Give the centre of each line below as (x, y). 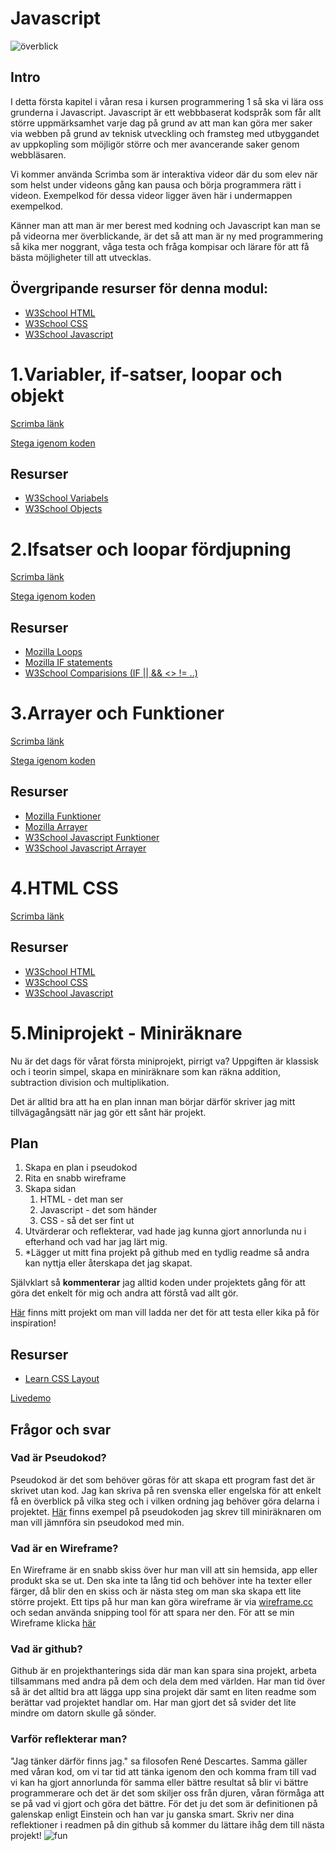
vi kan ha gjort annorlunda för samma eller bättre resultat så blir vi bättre (159, 1782)
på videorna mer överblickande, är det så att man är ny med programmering (167, 236)
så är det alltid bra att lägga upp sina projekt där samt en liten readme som (163, 1692)
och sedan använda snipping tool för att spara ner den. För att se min (152, 1613)
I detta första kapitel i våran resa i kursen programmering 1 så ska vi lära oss (167, 101)
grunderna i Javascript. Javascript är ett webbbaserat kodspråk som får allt (166, 112)
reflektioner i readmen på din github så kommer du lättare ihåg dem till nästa (167, 1824)
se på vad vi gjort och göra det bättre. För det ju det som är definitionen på (164, 1803)
